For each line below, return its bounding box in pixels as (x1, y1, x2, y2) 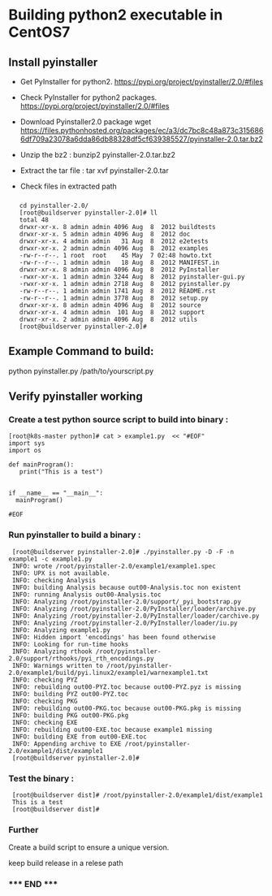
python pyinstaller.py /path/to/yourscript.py (8, 366, 154, 375)
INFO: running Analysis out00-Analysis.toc (11, 591, 162, 599)
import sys (8, 439, 45, 448)
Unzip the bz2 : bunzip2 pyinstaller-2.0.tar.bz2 (19, 150, 176, 159)
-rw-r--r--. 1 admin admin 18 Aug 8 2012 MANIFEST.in (19, 258, 220, 266)
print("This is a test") (19, 468, 104, 476)
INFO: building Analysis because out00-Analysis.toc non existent (11, 583, 242, 591)
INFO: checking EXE (11, 718, 79, 726)
